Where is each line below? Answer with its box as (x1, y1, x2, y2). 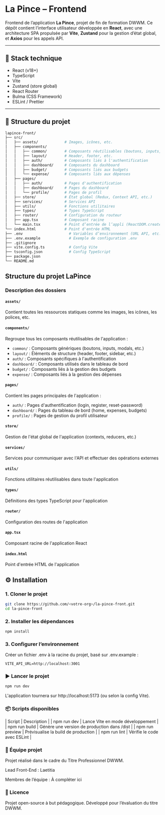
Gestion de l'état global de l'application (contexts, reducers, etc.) (5, 434, 137, 440)
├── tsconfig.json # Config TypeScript (5, 249, 111, 254)
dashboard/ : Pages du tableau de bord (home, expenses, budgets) (12, 407, 147, 413)
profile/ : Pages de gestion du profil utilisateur (12, 412, 108, 419)
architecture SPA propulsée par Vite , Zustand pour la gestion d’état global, (5, 30, 157, 36)
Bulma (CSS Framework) (12, 93, 62, 99)
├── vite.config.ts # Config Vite (5, 245, 98, 250)
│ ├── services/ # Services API (5, 199, 96, 204)
